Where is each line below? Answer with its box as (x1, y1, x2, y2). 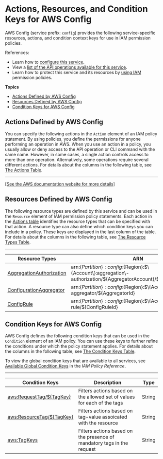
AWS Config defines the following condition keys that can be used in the (5, 333, 150, 339)
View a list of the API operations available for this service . (12, 64, 128, 70)
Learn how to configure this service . (12, 59, 85, 65)
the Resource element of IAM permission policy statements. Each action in (5, 213, 152, 219)
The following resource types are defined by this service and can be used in (5, 208, 158, 214)
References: (5, 50, 29, 55)
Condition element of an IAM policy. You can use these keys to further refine (5, 338, 158, 344)
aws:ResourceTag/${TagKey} (7, 414, 74, 421)
